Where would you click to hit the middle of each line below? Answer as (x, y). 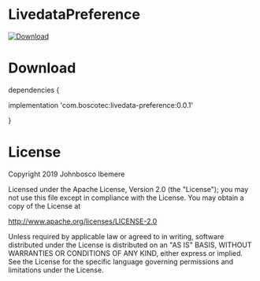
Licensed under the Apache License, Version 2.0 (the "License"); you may (128, 189)
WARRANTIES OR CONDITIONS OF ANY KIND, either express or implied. (125, 253)
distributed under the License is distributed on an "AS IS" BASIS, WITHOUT (130, 245)
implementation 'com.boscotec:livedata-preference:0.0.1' (101, 105)
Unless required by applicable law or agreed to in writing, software (116, 236)
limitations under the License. (56, 270)
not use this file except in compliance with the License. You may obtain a (126, 198)
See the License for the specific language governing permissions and (121, 261)
